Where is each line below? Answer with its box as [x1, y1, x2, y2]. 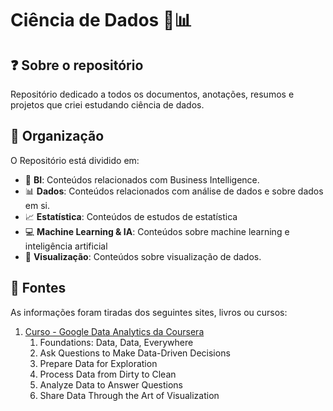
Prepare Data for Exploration [39, 357, 158, 369]
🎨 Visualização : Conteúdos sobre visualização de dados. [24, 250, 262, 262]
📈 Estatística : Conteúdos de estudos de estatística [24, 210, 238, 222]
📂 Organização [10, 128, 105, 145]
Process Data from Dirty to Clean [39, 368, 177, 380]
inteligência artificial [24, 240, 108, 252]
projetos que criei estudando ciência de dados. [10, 99, 205, 111]
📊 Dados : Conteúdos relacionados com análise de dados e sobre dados [24, 185, 324, 197]
